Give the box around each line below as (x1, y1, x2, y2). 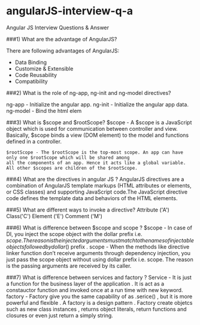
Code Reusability (14, 71, 57, 78)
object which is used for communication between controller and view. (6, 125, 178, 132)
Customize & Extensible (14, 65, 74, 72)
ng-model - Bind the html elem (6, 107, 82, 114)
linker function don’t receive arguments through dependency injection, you (6, 249, 190, 256)
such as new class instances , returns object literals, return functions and (6, 305, 187, 312)
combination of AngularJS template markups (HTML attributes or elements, (6, 182, 192, 189)
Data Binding (14, 59, 47, 66)
